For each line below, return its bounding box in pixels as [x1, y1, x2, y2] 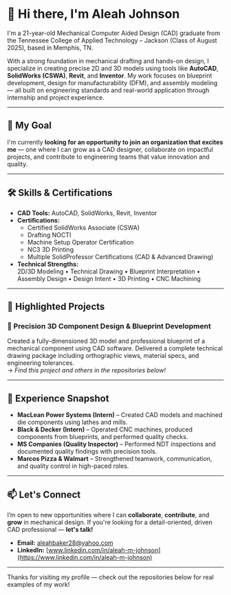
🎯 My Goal [7, 120, 52, 131]
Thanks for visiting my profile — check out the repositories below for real [7, 573, 214, 581]
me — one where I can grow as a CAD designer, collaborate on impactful [7, 145, 213, 153]
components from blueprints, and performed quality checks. [16, 433, 188, 441]
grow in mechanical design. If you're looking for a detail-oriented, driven [7, 518, 213, 526]
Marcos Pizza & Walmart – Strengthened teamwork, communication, [16, 455, 212, 463]
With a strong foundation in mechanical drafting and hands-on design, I [7, 56, 210, 65]
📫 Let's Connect [7, 489, 81, 501]
